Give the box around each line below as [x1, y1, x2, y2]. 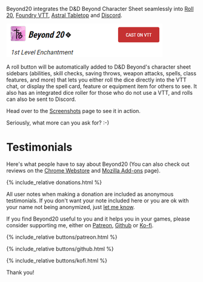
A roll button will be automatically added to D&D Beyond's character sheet [6, 63, 191, 70]
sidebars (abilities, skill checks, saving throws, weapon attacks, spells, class [6, 70, 197, 77]
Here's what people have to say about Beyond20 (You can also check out [6, 160, 190, 168]
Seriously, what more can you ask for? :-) [6, 119, 109, 126]
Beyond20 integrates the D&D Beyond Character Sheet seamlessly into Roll [6, 5, 194, 12]
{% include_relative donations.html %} [6, 179, 102, 186]
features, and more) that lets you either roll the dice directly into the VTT [6, 76, 187, 83]
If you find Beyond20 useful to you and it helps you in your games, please [6, 215, 190, 222]
